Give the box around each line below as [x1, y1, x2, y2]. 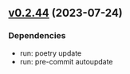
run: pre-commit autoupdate [19, 56, 113, 66]
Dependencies [8, 30, 66, 41]
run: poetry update [19, 48, 82, 58]
